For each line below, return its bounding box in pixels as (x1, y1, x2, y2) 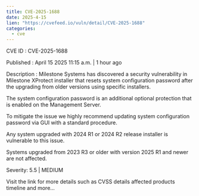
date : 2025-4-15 (6, 14, 46, 20)
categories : (6, 25, 36, 32)
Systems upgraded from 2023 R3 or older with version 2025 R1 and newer (6, 149, 189, 156)
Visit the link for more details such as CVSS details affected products (6, 178, 175, 185)
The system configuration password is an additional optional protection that (6, 95, 192, 102)
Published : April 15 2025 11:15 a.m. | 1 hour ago (6, 59, 122, 66)
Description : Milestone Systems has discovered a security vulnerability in (6, 71, 188, 78)
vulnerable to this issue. (6, 137, 65, 144)
